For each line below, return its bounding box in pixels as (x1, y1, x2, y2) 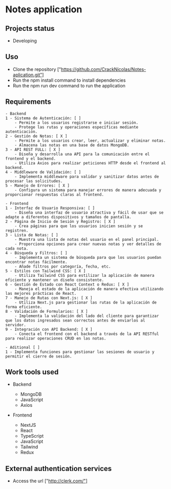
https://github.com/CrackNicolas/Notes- (60, 66, 146, 72)
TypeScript (20, 433, 44, 439)
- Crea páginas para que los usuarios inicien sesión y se (14, 223, 143, 229)
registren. (5, 228, 29, 233)
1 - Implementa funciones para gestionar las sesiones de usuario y (5, 349, 155, 354)
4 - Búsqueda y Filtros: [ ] (5, 250, 68, 255)
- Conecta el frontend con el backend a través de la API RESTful (14, 331, 159, 336)
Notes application (5, 4, 82, 15)
